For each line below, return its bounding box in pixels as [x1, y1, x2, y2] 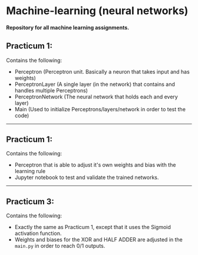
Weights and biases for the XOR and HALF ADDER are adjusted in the [14, 236, 183, 243]
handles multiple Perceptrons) [14, 87, 88, 94]
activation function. [14, 230, 62, 237]
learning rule [14, 168, 46, 175]
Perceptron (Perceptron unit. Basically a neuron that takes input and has [14, 68, 190, 75]
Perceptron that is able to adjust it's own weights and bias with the [14, 161, 176, 168]
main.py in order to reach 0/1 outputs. [14, 243, 105, 250]
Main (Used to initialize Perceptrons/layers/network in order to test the [14, 105, 186, 112]
